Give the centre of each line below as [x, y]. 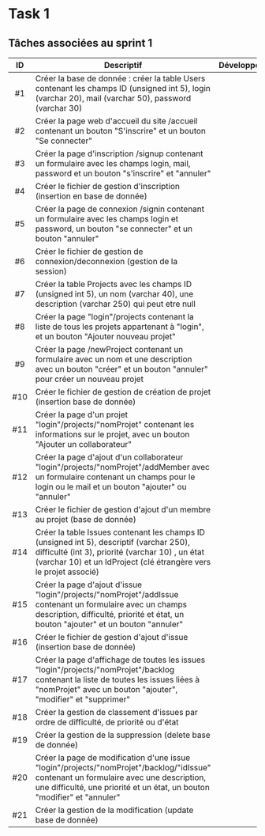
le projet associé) [67, 572]
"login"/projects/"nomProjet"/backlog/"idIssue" [123, 768]
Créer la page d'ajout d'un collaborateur [109, 457]
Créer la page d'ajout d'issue [89, 584]
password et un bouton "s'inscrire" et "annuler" [123, 173]
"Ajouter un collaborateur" [84, 444]
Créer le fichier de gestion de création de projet [123, 392]
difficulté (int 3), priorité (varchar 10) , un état [120, 552]
